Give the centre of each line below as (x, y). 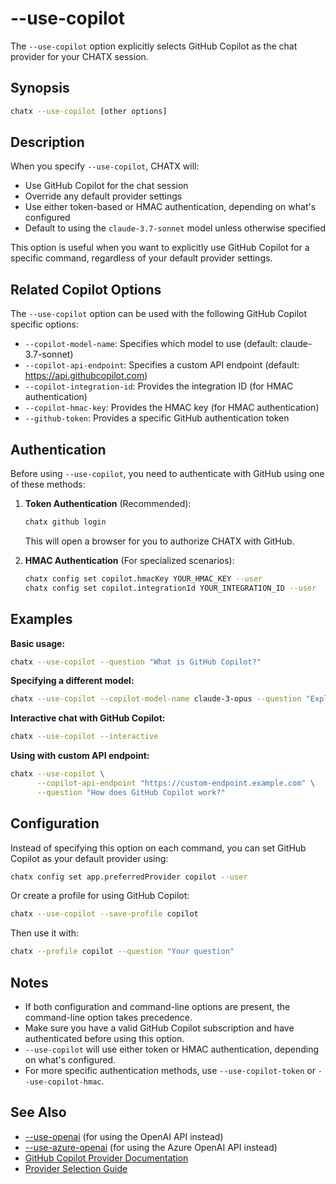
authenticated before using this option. (104, 1038)
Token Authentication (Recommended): (108, 504)
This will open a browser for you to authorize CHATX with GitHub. (159, 541)
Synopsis (40, 88)
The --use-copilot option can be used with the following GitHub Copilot (159, 314)
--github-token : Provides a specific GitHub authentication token (157, 418)
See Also (38, 1112)
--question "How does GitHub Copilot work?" (131, 792)
